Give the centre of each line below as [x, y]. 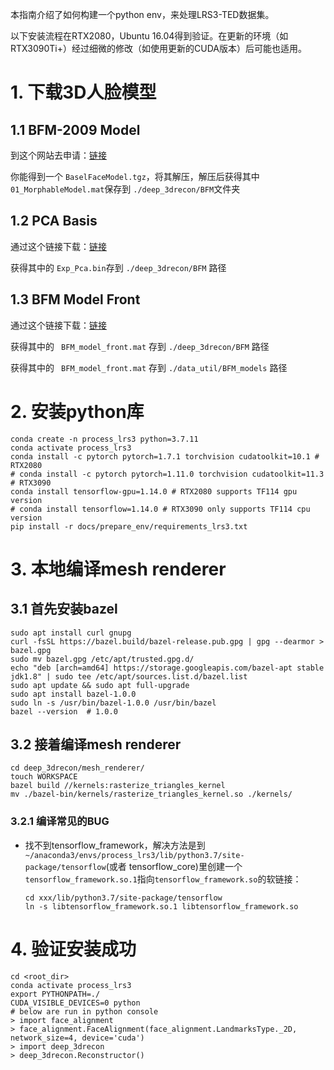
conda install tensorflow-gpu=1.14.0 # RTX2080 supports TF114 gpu [154, 491]
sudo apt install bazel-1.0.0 [73, 694]
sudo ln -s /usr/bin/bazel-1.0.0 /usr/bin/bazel [113, 703]
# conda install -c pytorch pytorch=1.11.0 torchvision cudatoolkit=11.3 [167, 474]
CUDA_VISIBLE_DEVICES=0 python [75, 1003]
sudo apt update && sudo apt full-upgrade [100, 685]
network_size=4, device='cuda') [77, 1038]
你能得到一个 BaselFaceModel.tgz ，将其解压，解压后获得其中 [135, 176]
